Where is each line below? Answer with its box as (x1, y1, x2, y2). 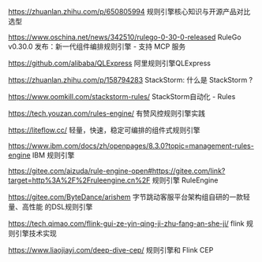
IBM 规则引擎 (32, 150, 75, 160)
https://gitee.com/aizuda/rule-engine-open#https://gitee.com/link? (8, 166, 226, 175)
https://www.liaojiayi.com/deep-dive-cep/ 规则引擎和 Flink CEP (8, 245, 214, 254)
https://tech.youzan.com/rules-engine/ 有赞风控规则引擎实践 (8, 109, 206, 118)
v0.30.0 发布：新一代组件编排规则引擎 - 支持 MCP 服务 (8, 42, 186, 51)
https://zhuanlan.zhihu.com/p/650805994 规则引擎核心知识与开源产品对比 (8, 7, 251, 16)
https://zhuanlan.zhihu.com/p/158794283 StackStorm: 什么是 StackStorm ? (8, 76, 253, 84)
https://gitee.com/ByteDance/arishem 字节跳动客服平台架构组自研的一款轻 (8, 192, 250, 201)
